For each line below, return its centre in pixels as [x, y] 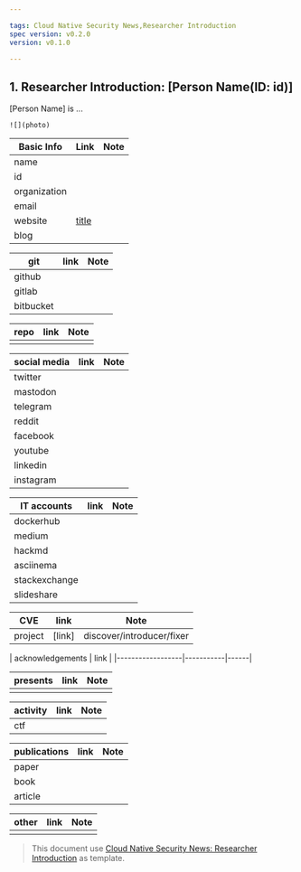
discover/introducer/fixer [136, 636]
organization [41, 192]
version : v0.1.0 [40, 42]
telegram [33, 407]
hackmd [31, 550]
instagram [35, 480]
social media [42, 362]
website [31, 220]
